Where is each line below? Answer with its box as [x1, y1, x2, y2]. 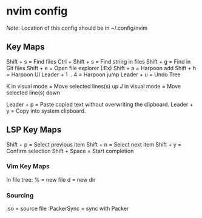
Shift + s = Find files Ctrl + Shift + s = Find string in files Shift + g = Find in [6, 58, 191, 65]
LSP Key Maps [6, 125, 62, 135]
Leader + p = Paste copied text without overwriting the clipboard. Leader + [6, 101, 194, 108]
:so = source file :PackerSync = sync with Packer [6, 205, 129, 213]
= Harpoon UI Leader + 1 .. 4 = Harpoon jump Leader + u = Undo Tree [6, 71, 181, 78]
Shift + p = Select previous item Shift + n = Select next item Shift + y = [6, 140, 182, 148]
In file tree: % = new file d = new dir [6, 176, 96, 183]
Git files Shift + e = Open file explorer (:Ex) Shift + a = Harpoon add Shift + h [6, 64, 197, 71]
